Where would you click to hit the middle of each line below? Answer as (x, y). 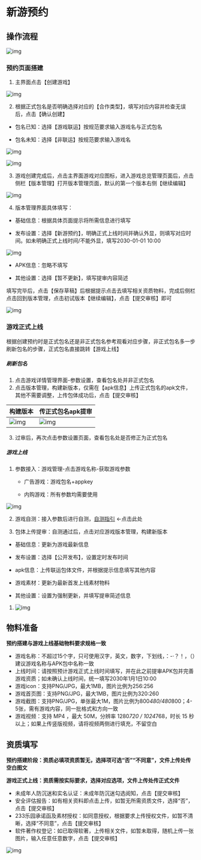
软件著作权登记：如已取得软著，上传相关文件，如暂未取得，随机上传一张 (104, 831)
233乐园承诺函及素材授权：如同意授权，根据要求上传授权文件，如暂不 (101, 816)
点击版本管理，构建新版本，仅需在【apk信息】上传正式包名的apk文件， (103, 387)
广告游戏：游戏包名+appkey (58, 481)
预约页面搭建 (25, 68)
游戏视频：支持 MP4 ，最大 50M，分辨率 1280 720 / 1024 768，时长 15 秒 (104, 716)
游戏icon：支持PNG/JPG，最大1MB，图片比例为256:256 (84, 686)
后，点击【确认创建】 (41, 114)
